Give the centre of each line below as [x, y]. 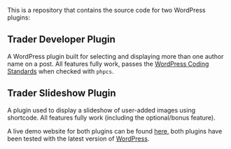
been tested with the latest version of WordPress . [78, 139]
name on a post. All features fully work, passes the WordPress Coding [108, 64]
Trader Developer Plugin [61, 40]
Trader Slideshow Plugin [62, 93]
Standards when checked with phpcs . [61, 71]
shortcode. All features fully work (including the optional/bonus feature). [111, 118]
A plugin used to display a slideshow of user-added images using [101, 110]
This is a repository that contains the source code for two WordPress [106, 10]
